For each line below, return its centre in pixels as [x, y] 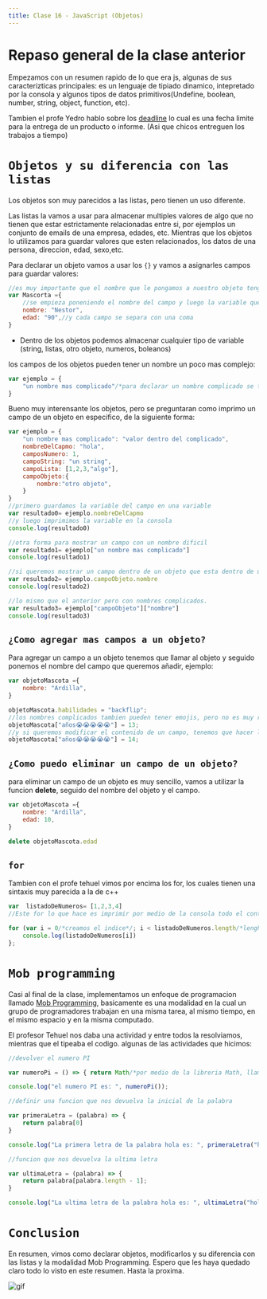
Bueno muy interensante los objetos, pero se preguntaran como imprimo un [132, 409]
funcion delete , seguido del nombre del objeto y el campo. [104, 791]
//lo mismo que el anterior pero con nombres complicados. [108, 601]
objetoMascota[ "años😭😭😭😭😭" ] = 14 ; [74, 740]
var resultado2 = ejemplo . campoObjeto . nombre [83, 579]
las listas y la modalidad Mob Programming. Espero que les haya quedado [129, 1262]
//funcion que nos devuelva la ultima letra [83, 1159]
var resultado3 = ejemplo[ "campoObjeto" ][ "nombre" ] [94, 608]
